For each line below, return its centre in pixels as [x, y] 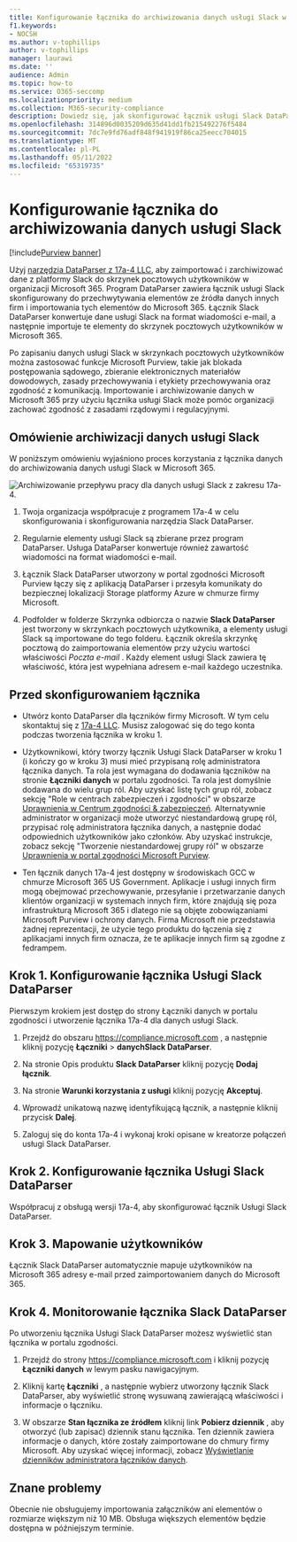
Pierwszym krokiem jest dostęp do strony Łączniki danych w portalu [133, 1011]
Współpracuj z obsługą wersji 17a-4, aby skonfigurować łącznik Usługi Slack [148, 1206]
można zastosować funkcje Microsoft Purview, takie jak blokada [126, 362]
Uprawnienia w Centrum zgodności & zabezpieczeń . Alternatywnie [144, 808]
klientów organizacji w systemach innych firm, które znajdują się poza [149, 901]
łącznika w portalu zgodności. [64, 1343]
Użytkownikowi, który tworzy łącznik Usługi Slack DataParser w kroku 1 [152, 752]
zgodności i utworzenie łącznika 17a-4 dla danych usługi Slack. [124, 1020]
